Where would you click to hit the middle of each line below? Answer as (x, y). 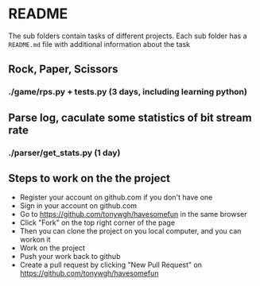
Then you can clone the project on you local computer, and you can (130, 231)
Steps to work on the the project (89, 178)
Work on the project (52, 248)
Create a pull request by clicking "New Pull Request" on (111, 265)
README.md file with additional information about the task (99, 44)
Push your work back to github (70, 257)
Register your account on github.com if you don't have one (116, 197)
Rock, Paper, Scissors (63, 70)
